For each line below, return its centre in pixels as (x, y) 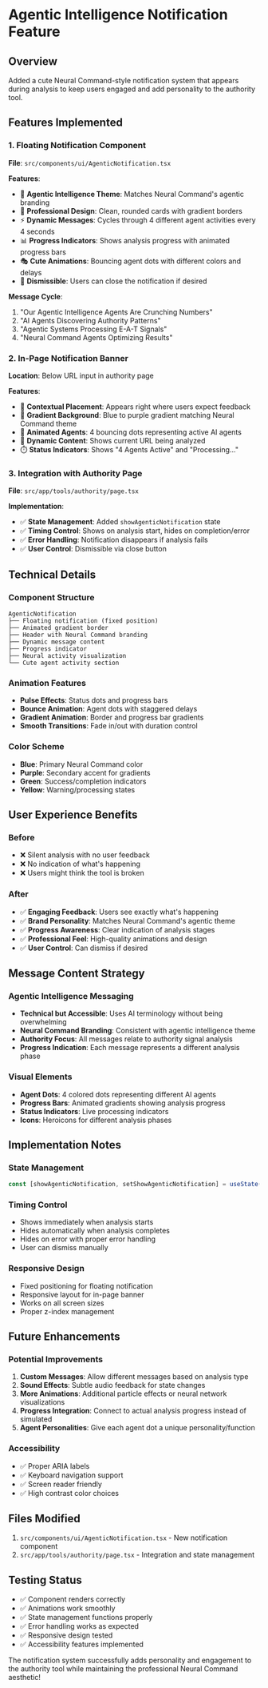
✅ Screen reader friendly (61, 1484)
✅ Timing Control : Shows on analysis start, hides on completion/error (134, 531)
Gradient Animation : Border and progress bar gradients (112, 717)
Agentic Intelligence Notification (118, 15)
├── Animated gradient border (59, 627)
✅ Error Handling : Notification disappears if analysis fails (114, 540)
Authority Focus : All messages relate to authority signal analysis (126, 1039)
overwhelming (43, 1022)
